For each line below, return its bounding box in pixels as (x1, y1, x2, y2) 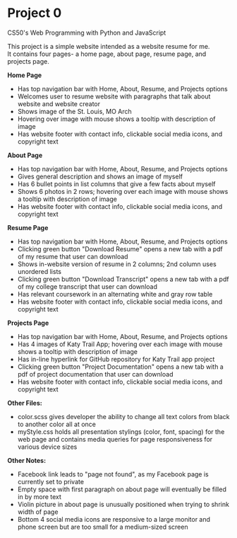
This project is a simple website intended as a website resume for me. (7, 42, 210, 50)
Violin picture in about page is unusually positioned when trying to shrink (17, 500, 229, 508)
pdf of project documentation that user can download (17, 370, 174, 378)
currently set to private (17, 477, 85, 486)
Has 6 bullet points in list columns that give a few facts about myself (17, 179, 216, 188)
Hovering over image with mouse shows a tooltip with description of (17, 115, 217, 123)
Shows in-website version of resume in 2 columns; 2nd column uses (17, 260, 217, 268)
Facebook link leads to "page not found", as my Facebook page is (17, 469, 209, 479)
